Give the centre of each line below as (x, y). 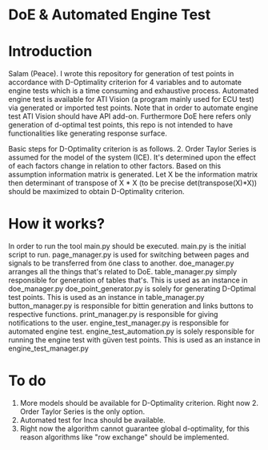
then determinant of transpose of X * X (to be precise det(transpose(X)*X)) (133, 183)
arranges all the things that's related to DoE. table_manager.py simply (123, 272)
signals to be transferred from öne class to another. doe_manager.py (121, 263)
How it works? (57, 224)
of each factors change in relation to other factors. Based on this (115, 166)
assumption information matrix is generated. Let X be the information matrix (133, 175)
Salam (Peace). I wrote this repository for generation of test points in (121, 74)
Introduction (50, 52)
